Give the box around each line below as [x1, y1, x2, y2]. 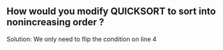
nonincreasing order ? [6, 17, 105, 28]
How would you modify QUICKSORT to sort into [6, 6, 217, 17]
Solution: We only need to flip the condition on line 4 [6, 35, 157, 43]
